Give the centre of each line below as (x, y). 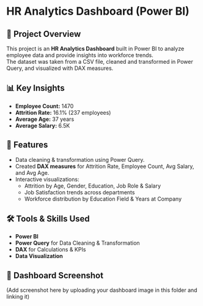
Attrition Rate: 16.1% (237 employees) (63, 112)
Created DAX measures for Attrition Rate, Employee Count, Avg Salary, (105, 166)
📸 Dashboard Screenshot (55, 275)
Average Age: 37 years (45, 119)
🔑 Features (27, 145)
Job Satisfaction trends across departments (79, 192)
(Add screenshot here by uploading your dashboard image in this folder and (102, 290)
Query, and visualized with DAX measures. (60, 68)
